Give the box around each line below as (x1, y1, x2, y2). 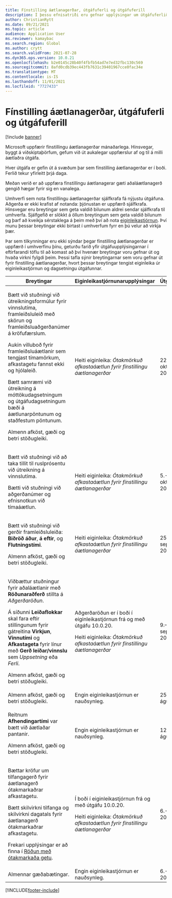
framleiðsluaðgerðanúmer (8, 323, 70, 330)
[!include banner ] (5, 134, 42, 140)
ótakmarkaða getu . (8, 854, 53, 861)
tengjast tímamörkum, (8, 354, 60, 361)
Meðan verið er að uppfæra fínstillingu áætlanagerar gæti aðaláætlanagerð (5, 180, 163, 186)
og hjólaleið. (8, 367, 37, 374)
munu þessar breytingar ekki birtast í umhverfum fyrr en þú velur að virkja (5, 223, 161, 229)
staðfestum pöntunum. (8, 416, 62, 424)
